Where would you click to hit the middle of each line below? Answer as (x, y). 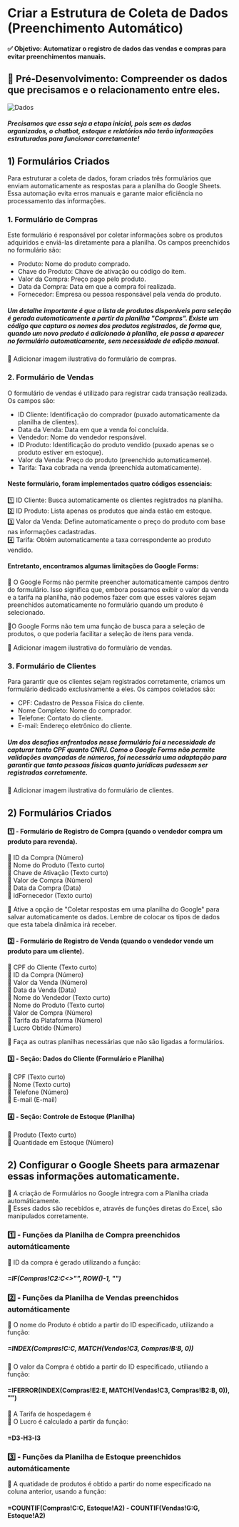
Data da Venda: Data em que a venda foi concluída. (93, 429)
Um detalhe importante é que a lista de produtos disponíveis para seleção (119, 310)
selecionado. (26, 612)
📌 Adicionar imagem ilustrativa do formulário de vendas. (90, 648)
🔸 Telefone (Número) (38, 1092)
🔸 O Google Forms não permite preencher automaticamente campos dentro (118, 582)
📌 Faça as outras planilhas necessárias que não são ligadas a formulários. (116, 1042)
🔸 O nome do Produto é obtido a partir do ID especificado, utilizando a (111, 1324)
